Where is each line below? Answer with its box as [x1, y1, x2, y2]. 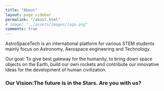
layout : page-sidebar [5, 12, 52, 17]
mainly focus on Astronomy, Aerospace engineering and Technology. [5, 46, 151, 52]
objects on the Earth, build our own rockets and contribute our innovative [5, 61, 159, 67]
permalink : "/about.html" [5, 17, 60, 22]
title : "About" [5, 7, 38, 13]
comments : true [5, 27, 38, 32]
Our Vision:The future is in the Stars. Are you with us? [5, 80, 142, 87]
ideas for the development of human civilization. [5, 67, 107, 73]
